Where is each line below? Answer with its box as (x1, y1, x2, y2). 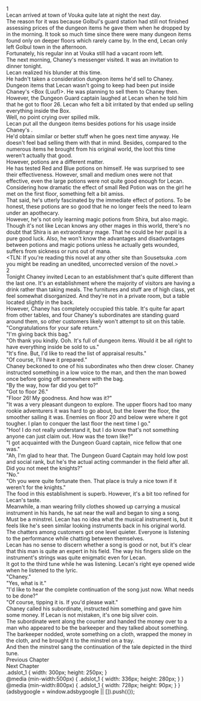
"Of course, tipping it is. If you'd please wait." (6, 599, 118, 605)
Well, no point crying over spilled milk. (6, 114, 100, 121)
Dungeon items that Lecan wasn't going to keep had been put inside (6, 82, 175, 89)
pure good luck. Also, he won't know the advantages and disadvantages (6, 235, 185, 242)
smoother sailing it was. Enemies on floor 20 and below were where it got (6, 414, 188, 420)
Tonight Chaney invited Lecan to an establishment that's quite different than (6, 273, 194, 280)
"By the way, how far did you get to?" (6, 381, 99, 389)
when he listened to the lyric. (6, 567, 78, 574)
